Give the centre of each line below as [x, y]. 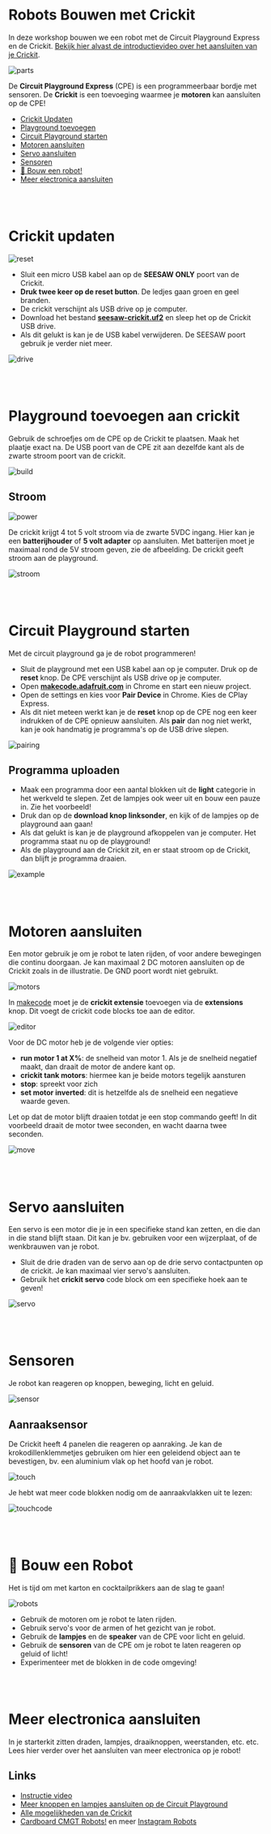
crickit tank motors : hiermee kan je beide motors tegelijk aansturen [133, 1075]
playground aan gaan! [56, 824]
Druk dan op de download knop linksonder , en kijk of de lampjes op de [140, 815]
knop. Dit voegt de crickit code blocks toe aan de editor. [102, 1011]
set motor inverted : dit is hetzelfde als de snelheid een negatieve [129, 1092]
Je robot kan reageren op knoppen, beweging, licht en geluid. [111, 1383]
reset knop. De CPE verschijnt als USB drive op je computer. [121, 678]
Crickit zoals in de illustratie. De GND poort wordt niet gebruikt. [113, 971]
